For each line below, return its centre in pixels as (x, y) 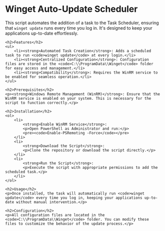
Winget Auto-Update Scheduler (71, 9)
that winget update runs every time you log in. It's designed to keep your (79, 28)
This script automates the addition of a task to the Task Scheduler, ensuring (82, 23)
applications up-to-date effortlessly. (42, 33)
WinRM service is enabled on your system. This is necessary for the (78, 98)
